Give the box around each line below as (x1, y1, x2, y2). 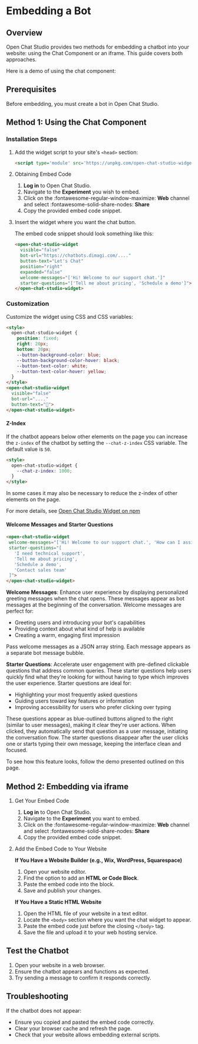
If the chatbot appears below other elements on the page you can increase (6, 433, 187, 440)
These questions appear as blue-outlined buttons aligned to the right (6, 715, 173, 722)
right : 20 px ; (16, 341, 49, 347)
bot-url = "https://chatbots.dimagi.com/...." (20, 253, 131, 258)
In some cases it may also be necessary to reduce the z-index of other (6, 490, 178, 497)
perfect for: (6, 607, 34, 615)
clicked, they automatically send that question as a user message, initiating (6, 728, 189, 735)
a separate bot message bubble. (6, 649, 85, 657)
